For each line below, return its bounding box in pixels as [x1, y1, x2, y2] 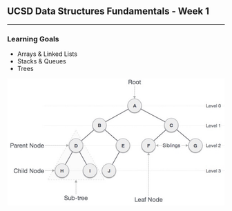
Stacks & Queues [17, 57, 67, 66]
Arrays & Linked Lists [17, 50, 78, 58]
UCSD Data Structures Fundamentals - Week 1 [7, 6, 209, 17]
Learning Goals [7, 34, 60, 43]
